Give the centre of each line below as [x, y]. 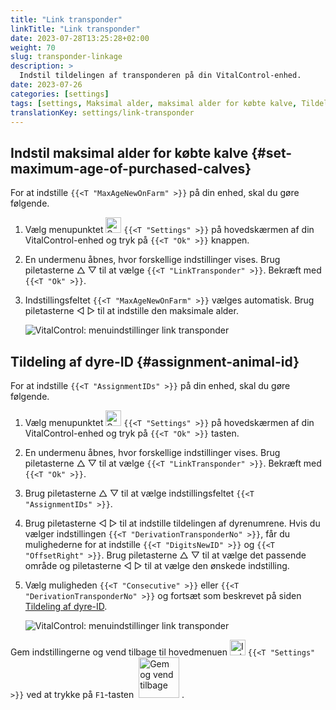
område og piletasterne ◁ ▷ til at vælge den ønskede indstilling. [157, 565]
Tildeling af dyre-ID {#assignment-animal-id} [155, 361]
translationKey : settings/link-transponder [102, 112]
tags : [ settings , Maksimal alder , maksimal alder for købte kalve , [154, 103]
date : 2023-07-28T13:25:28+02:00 [80, 38]
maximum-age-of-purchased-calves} [131, 168]
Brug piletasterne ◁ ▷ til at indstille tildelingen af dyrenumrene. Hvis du [172, 523]
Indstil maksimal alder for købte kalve [129, 152]
